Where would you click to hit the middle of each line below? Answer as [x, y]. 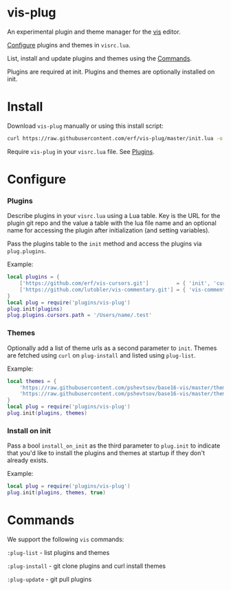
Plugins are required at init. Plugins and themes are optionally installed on [111, 72]
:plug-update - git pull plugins [49, 579]
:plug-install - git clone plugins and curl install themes [87, 566]
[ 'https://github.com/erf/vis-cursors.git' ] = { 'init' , [115, 283]
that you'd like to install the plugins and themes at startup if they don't [106, 453]
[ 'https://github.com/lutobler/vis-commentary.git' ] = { [103, 289]
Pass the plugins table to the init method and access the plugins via [104, 244]
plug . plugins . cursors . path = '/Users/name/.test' [80, 315]
